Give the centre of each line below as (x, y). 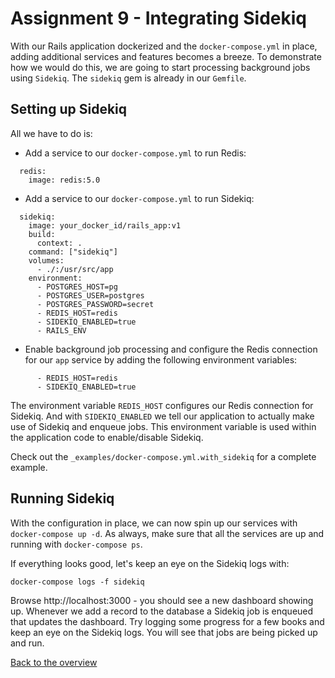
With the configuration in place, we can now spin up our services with (154, 523)
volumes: (46, 260)
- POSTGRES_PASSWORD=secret (95, 304)
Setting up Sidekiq (69, 109)
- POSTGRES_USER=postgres (90, 295)
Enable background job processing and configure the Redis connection (171, 349)
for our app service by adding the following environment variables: (161, 359)
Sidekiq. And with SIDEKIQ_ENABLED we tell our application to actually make (162, 416)
